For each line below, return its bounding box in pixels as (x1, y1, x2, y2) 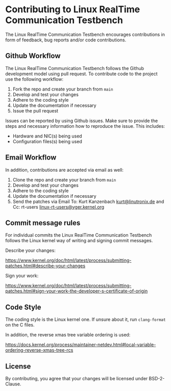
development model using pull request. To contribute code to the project (5, 71, 158, 77)
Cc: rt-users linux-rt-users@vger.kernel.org (12, 203, 105, 210)
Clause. (5, 381, 21, 387)
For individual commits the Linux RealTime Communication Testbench (5, 232, 152, 238)
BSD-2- (149, 376, 165, 381)
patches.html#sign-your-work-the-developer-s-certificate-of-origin (5, 288, 148, 294)
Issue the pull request (12, 107, 59, 113)
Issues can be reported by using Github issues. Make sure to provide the (5, 118, 158, 124)
